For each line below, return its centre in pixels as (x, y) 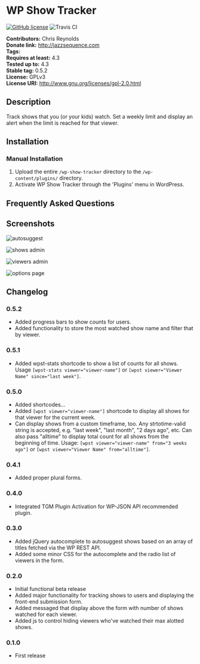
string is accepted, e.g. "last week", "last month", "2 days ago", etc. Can (103, 430)
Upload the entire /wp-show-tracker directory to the (78, 172)
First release (30, 656)
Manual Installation (35, 159)
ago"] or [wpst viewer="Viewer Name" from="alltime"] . (82, 449)
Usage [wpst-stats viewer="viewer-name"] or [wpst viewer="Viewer (99, 370)
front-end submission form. (48, 602)
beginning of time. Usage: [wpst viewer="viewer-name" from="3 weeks (101, 443)
